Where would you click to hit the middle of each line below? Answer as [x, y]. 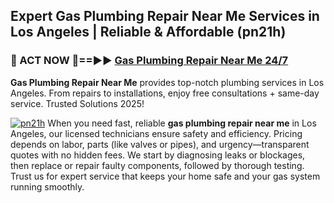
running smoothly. [47, 186]
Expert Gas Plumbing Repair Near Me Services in [165, 16]
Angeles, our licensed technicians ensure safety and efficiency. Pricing [156, 133]
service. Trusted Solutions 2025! [77, 103]
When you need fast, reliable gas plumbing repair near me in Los [182, 123]
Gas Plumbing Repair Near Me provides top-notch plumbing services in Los [167, 82]
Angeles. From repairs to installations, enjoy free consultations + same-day [165, 93]
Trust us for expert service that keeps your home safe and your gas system [165, 176]
